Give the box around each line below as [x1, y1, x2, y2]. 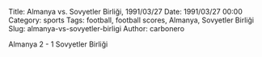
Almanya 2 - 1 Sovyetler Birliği [8, 39, 108, 49]
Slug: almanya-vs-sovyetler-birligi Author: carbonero [8, 24, 184, 33]
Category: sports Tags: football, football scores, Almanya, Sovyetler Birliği [8, 15, 255, 25]
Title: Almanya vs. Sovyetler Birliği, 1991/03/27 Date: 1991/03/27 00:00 [8, 7, 243, 16]
